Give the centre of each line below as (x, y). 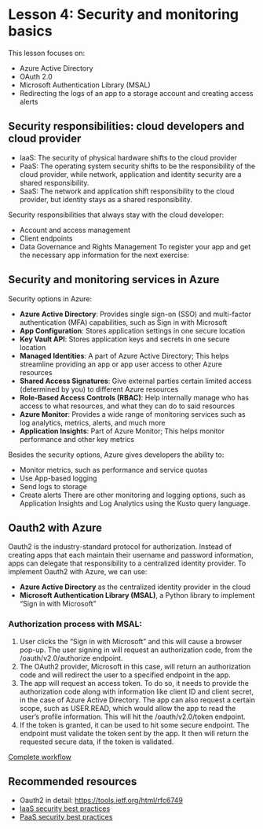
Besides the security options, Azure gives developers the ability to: (116, 455)
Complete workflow (40, 757)
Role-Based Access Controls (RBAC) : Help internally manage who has (134, 397)
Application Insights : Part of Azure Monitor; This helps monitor (122, 431)
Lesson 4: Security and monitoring (124, 15)
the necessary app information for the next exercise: (104, 255)
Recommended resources (73, 781)
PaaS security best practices (66, 817)
